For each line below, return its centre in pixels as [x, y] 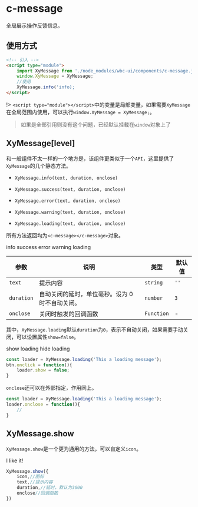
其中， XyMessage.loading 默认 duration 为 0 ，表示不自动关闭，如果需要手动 [95, 329]
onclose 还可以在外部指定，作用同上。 [52, 388]
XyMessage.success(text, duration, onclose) [70, 189]
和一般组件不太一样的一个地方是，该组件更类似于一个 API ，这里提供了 [90, 158]
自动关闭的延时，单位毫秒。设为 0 [86, 294]
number [154, 298]
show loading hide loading [38, 349]
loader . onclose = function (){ [43, 405]
